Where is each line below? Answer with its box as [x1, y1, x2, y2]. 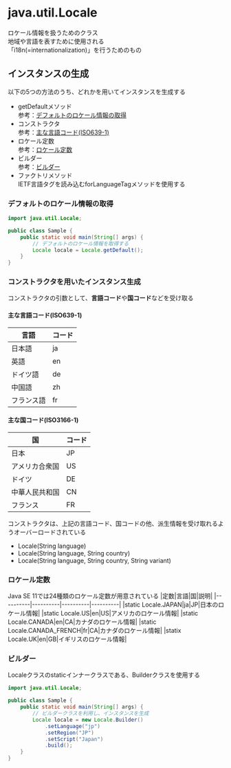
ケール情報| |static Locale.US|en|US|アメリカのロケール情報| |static [8, 609, 199, 618]
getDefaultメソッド [17, 102, 72, 110]
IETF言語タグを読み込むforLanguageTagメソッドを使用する [17, 179, 186, 188]
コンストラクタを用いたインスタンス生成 [8, 277, 142, 287]
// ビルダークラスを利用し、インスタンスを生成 [32, 710, 149, 717]
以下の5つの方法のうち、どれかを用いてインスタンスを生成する [8, 88, 186, 96]
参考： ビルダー [17, 162, 60, 170]
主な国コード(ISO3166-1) [8, 416, 79, 424]
